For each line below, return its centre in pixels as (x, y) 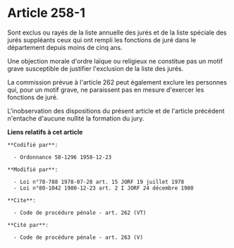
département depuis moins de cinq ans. (65, 47)
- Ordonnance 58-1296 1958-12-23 (63, 157)
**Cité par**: (28, 225)
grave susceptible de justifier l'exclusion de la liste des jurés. (96, 68)
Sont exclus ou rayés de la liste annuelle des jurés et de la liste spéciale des (117, 32)
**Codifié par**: (33, 145)
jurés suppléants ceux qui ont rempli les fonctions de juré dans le (102, 39)
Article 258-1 (47, 13)
